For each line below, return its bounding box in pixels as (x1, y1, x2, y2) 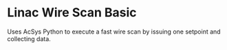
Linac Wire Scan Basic (7, 5, 137, 21)
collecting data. (7, 34, 52, 42)
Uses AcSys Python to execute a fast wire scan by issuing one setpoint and (7, 27, 221, 36)
